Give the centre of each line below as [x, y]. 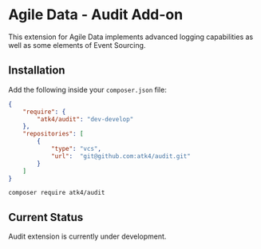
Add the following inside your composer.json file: [88, 89]
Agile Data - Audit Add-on [96, 15]
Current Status [46, 217]
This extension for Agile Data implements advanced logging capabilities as [131, 37]
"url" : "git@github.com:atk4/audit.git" [121, 156]
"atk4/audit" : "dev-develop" [85, 119]
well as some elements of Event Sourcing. [77, 45]
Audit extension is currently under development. [87, 236]
